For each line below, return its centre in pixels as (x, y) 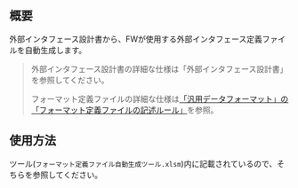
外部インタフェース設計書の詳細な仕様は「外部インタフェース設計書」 (159, 68)
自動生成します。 (56, 50)
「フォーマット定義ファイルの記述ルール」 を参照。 (125, 110)
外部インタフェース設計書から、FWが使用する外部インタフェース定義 (136, 39)
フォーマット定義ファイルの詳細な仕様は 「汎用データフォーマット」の (160, 98)
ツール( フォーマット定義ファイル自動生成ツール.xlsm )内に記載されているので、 (143, 163)
